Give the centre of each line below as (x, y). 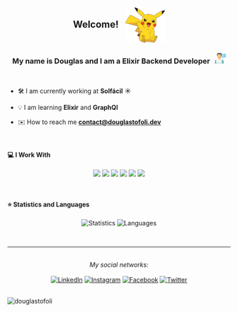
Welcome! (96, 24)
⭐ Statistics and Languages (49, 205)
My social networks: (119, 265)
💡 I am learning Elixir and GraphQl (68, 107)
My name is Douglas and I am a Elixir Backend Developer (111, 61)
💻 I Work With (29, 155)
